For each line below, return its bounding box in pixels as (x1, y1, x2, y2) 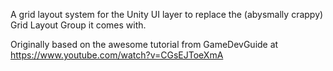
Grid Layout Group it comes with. (10, 19, 147, 31)
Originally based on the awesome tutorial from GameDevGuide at (10, 39, 279, 50)
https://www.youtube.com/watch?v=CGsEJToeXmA (10, 49, 224, 61)
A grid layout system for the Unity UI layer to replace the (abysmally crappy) (10, 9, 324, 20)
